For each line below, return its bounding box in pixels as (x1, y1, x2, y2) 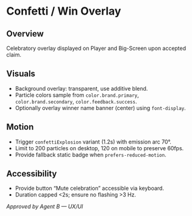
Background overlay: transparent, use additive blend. (15, 85, 148, 92)
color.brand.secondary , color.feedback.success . (15, 97, 137, 105)
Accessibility (6, 169, 57, 179)
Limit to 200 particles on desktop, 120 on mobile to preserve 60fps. (15, 144, 184, 152)
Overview (6, 29, 44, 39)
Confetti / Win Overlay (6, 4, 122, 18)
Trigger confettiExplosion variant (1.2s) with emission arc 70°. (15, 138, 172, 145)
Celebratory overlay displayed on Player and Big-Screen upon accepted (6, 44, 187, 52)
